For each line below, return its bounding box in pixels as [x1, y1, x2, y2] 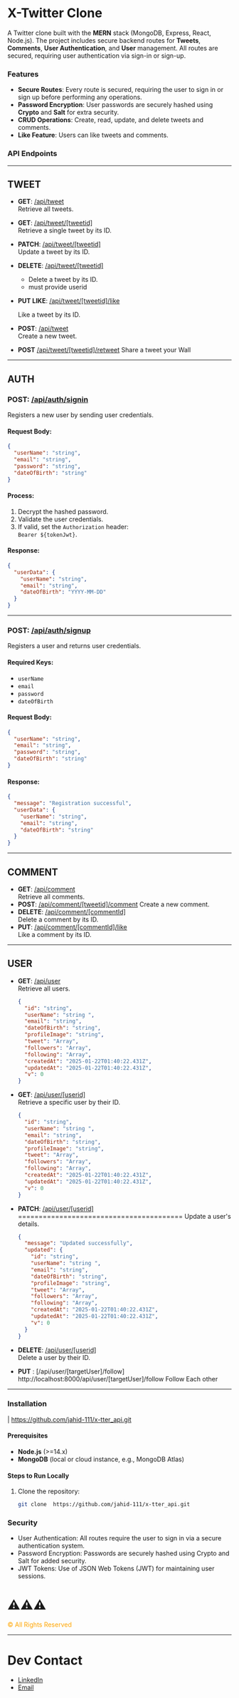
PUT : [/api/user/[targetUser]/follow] [17, 1367, 125, 1376]
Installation [7, 1399, 48, 1409]
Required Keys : [7, 658, 54, 666]
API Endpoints [7, 148, 58, 158]
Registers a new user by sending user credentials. [7, 411, 154, 419]
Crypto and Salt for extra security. [17, 108, 119, 117]
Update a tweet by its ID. [17, 247, 90, 256]
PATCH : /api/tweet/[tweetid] [17, 240, 101, 249]
